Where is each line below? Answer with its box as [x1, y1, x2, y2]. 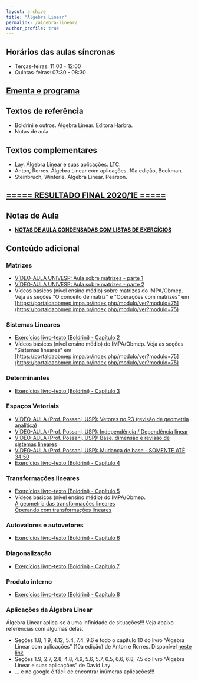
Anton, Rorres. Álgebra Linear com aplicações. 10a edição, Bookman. [14, 167, 183, 174]
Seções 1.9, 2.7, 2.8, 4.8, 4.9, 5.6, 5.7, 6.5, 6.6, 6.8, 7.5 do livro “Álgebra [14, 656, 185, 663]
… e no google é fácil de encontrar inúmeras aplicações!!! [14, 668, 155, 675]
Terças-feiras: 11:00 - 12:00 [14, 63, 81, 70]
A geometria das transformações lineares [14, 500, 115, 507]
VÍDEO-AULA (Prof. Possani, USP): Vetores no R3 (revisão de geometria [14, 415, 189, 422]
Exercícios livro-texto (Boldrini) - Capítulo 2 [14, 334, 120, 341]
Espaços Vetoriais [6, 402, 59, 410]
